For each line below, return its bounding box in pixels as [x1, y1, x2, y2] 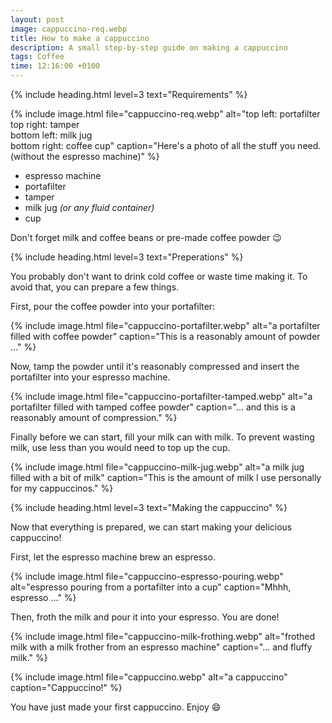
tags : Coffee [10, 52, 65, 62]
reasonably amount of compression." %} [10, 412, 178, 423]
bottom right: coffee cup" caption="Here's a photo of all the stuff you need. [10, 140, 322, 151]
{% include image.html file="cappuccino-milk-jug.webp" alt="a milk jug [10, 461, 305, 473]
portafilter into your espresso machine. [10, 371, 171, 383]
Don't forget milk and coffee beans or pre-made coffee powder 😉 [10, 232, 282, 243]
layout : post [10, 14, 65, 25]
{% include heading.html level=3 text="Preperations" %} [10, 251, 244, 263]
